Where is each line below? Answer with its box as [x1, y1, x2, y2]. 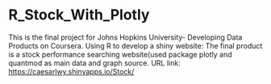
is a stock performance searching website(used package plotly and [8, 49, 232, 59]
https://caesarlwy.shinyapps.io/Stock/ [8, 66, 135, 76]
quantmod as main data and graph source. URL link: [8, 58, 181, 68]
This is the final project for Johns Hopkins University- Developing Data [8, 32, 243, 42]
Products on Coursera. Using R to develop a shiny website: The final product [8, 40, 263, 50]
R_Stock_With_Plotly [8, 6, 150, 24]
